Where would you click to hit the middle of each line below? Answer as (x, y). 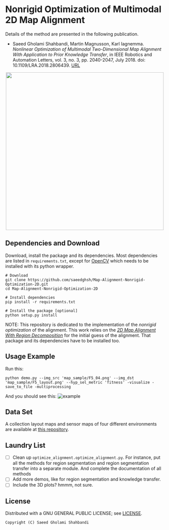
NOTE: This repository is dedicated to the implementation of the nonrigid (81, 325)
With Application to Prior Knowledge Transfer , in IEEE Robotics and (82, 55)
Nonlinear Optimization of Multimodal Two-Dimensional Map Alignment (87, 49)
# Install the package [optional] (42, 311)
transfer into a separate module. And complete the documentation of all (87, 468)
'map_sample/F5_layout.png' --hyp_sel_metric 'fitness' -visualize (78, 382)
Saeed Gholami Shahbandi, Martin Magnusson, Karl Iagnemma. (78, 43)
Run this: (14, 368)
